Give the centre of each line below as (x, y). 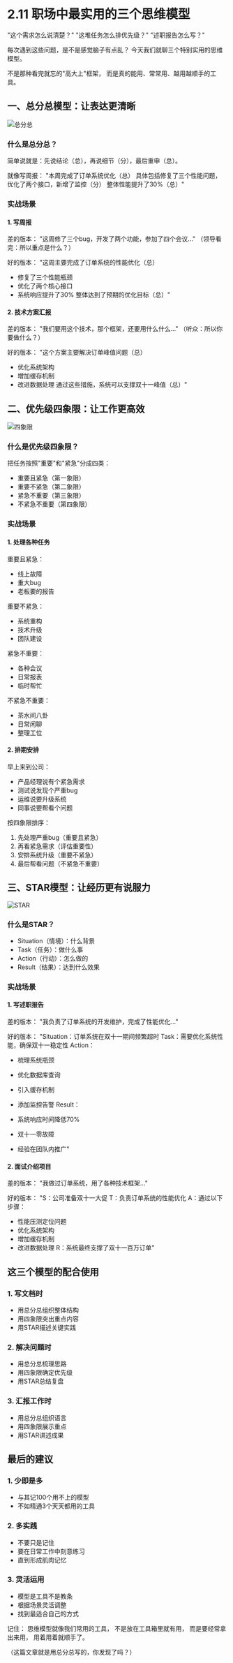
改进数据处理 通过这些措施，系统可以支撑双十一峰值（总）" (102, 385)
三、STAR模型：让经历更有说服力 (79, 888)
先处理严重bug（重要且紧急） (60, 837)
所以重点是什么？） (47, 248)
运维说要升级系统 (42, 799)
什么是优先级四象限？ (43, 447)
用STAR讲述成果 (40, 1435)
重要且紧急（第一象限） (51, 478)
